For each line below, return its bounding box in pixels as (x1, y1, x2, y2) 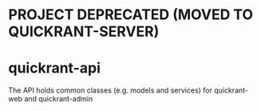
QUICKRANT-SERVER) (8, 22, 160, 41)
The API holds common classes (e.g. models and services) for (8, 85, 213, 95)
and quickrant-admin (23, 94, 93, 104)
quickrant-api (8, 59, 101, 77)
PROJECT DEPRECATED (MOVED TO (8, 6, 254, 24)
